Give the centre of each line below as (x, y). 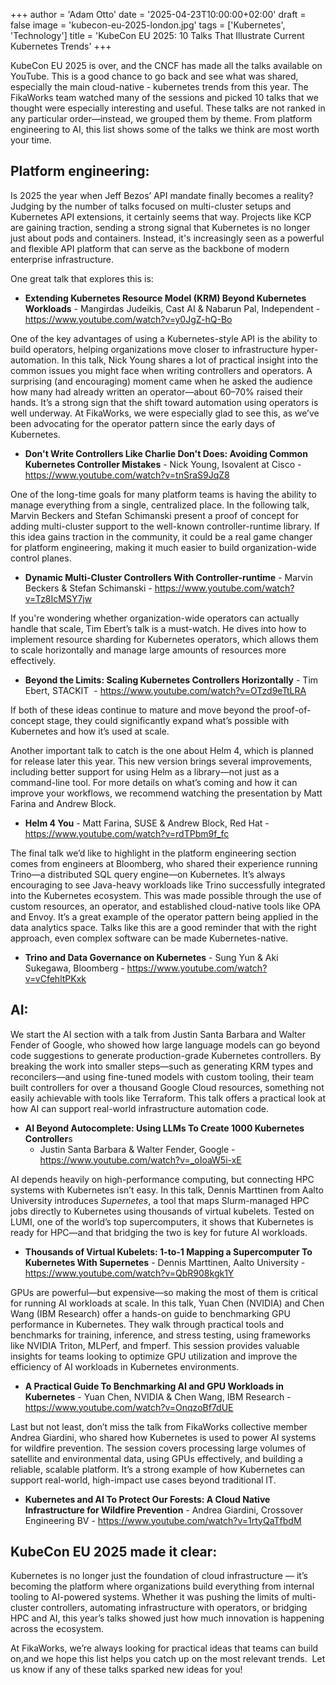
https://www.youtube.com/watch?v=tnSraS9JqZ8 (127, 475)
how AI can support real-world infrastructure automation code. (139, 1108)
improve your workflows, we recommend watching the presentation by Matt (166, 793)
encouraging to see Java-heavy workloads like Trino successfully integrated (168, 885)
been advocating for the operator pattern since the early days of (143, 423)
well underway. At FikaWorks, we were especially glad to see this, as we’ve (165, 413)
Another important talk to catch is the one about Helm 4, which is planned (162, 750)
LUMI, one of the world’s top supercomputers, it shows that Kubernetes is (162, 1221)
